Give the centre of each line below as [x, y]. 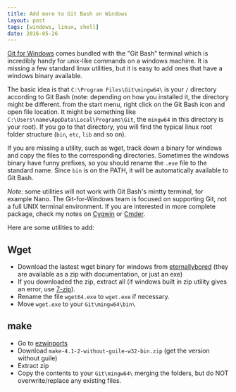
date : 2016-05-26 [33, 33]
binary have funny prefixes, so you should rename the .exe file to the [107, 163]
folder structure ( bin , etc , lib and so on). [67, 134]
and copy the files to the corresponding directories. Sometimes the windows [118, 156]
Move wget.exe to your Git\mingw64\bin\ [76, 304]
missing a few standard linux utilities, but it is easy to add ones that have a [115, 68]
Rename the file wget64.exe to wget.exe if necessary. [94, 297]
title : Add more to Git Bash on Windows [68, 14]
